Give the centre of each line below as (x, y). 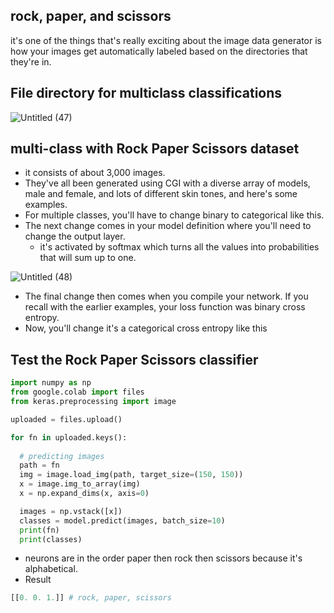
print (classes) (51, 539)
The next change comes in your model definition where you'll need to (168, 226)
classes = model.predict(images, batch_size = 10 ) (122, 520)
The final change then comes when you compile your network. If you (166, 296)
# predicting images (62, 456)
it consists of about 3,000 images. (95, 173)
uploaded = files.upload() (66, 419)
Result (38, 580)
